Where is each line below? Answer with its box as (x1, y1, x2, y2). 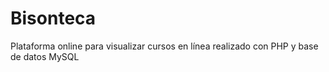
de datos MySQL (10, 50, 80, 62)
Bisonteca (10, 7, 97, 30)
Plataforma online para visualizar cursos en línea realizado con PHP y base (10, 40, 319, 52)
